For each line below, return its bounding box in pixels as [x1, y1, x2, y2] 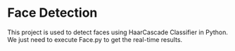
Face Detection [7, 5, 98, 21]
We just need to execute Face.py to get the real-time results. [7, 35, 183, 43]
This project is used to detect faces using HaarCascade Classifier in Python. [7, 28, 229, 36]
